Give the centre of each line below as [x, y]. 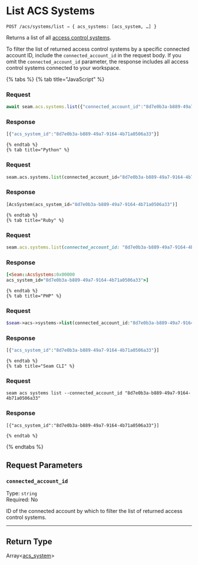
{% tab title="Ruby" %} [35, 220]
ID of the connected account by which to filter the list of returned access [94, 511]
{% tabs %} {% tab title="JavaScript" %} [55, 79]
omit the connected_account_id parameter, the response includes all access [97, 61]
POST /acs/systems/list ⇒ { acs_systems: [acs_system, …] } [82, 27]
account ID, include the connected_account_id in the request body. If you [94, 55]
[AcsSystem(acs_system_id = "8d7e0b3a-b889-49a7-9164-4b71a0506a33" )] [92, 204]
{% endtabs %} [25, 446]
